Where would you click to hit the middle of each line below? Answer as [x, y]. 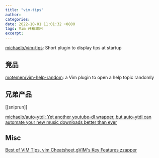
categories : [18, 19]
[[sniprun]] [16, 107]
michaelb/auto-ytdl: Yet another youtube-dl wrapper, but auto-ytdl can [78, 117]
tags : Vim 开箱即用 [24, 29]
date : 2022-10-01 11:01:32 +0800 [40, 24]
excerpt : [14, 33]
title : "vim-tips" [24, 10]
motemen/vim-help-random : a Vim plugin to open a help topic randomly [80, 77]
